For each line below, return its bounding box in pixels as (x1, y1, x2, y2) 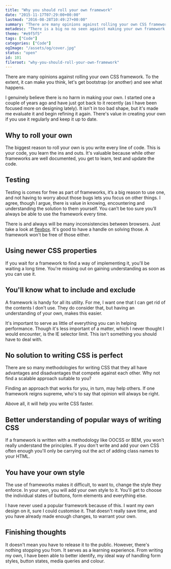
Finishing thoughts (5, 528, 67, 537)
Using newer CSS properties (5, 246, 97, 255)
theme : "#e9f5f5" (5, 31, 42, 36)
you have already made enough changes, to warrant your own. (5, 513, 137, 519)
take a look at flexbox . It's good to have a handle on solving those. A (5, 226, 149, 232)
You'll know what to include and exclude (5, 286, 136, 294)
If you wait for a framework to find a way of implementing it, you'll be (5, 260, 150, 266)
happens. (5, 85, 25, 91)
